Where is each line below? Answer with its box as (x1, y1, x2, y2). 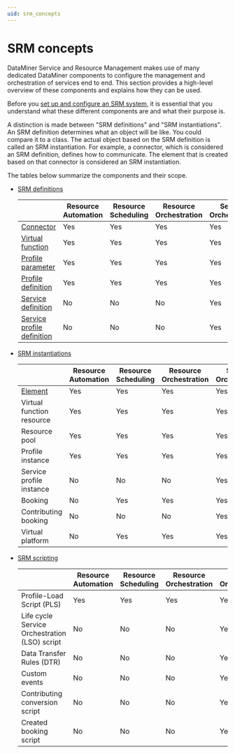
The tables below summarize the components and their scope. (7, 171, 187, 179)
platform (20, 536, 49, 546)
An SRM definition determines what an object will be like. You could (7, 127, 201, 136)
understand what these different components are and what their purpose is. (7, 106, 226, 115)
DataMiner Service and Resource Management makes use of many (7, 64, 200, 72)
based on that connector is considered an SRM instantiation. (7, 157, 182, 166)
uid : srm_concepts (7, 10, 61, 17)
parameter (20, 262, 56, 271)
